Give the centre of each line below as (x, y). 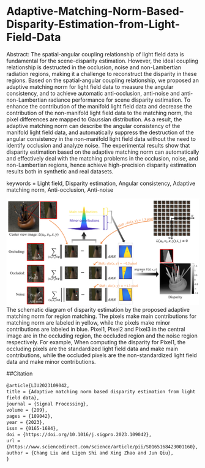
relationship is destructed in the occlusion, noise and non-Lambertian (94, 67)
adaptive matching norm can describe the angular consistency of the (93, 126)
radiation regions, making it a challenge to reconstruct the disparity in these (102, 74)
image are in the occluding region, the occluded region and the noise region (102, 336)
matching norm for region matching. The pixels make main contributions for (102, 316)
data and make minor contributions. (51, 362)
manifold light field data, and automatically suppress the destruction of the (100, 132)
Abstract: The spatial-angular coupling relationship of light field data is (95, 54)
